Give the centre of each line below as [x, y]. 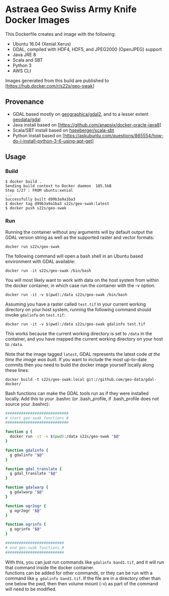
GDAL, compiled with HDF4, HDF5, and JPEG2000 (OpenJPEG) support [87, 49]
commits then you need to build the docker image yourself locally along [79, 365]
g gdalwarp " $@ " [27, 492]
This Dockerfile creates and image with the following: [61, 34]
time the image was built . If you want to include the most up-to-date [76, 359]
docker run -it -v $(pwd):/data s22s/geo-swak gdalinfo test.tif [75, 324]
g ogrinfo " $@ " [26, 529]
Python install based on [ [38, 136]
